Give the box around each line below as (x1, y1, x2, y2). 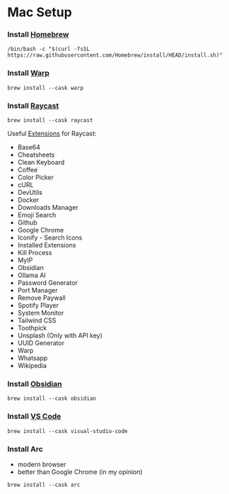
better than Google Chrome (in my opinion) (17, 467, 143, 476)
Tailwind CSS (17, 316, 57, 325)
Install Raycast (7, 101, 59, 111)
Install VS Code (7, 412, 61, 422)
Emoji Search (17, 210, 57, 220)
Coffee (17, 166, 38, 174)
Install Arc (7, 444, 44, 454)
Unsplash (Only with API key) (17, 331, 102, 340)
